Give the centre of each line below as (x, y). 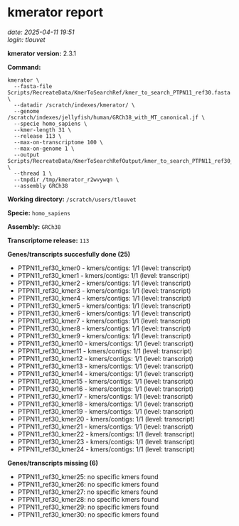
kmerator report (55, 12)
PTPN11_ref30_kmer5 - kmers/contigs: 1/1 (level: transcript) (104, 306)
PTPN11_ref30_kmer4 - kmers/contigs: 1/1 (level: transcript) (105, 298)
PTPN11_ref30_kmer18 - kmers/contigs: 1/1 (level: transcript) (106, 404)
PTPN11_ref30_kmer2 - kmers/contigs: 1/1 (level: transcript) (104, 283)
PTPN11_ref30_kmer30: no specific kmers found (88, 514)
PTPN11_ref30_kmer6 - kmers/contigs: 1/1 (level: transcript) (104, 313)
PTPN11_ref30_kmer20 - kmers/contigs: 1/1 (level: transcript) (106, 419)
